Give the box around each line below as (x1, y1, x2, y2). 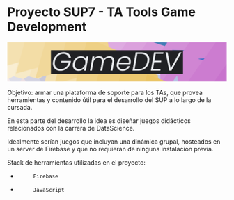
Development (7, 19, 87, 35)
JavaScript (33, 186, 65, 193)
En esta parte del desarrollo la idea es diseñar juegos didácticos (7, 116, 192, 125)
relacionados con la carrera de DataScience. (7, 124, 135, 132)
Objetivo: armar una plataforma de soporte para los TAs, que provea (7, 88, 203, 97)
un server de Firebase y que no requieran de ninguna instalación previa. (7, 144, 214, 153)
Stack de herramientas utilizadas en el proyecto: (7, 158, 146, 167)
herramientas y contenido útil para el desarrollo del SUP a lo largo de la (7, 95, 212, 104)
